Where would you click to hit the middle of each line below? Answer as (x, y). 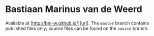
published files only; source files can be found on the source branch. (77, 28)
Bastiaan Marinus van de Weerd (74, 9)
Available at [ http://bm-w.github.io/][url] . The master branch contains (77, 23)
